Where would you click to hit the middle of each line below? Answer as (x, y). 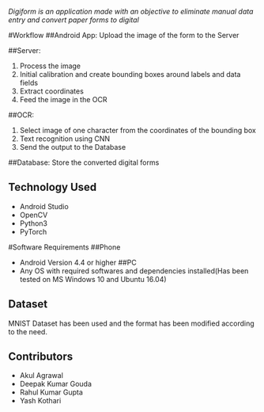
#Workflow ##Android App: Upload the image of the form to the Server (124, 35)
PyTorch (33, 231)
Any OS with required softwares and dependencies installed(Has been (134, 271)
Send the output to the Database (73, 147)
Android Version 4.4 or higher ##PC (78, 262)
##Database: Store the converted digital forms (84, 162)
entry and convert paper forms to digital (74, 20)
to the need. (28, 331)
